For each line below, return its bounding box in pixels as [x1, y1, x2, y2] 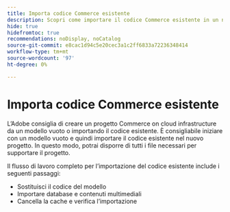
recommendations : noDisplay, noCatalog [7, 36, 121, 43]
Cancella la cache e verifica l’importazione [16, 197, 138, 205]
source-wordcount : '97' [7, 55, 75, 62]
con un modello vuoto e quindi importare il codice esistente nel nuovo [7, 134, 204, 142]
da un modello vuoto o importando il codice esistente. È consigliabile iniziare [7, 126, 223, 134]
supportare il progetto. [7, 148, 71, 156]
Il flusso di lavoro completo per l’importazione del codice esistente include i [7, 162, 220, 170]
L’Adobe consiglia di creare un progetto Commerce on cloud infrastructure [7, 119, 217, 128]
